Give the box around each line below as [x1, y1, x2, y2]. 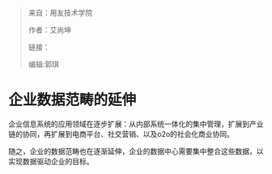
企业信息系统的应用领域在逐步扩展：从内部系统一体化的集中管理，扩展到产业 [8, 119, 264, 129]
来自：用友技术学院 [28, 8, 93, 17]
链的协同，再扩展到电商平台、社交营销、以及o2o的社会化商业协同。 [8, 129, 235, 138]
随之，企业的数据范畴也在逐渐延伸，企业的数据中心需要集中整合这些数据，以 [8, 146, 264, 156]
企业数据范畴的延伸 [8, 91, 137, 109]
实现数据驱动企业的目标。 [8, 156, 94, 166]
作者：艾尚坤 [28, 25, 71, 35]
